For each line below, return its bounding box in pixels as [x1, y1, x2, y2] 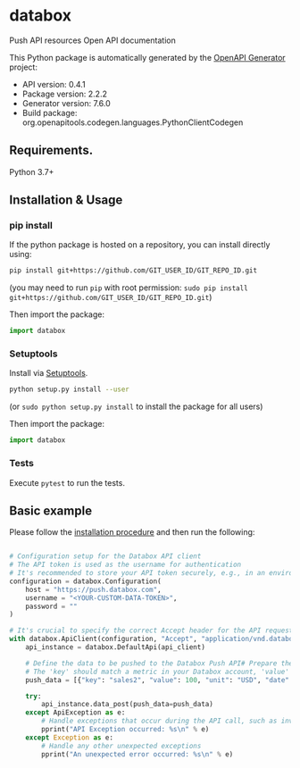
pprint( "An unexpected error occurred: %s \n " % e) [41, 749, 234, 759]
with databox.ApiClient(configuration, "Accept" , [9, 635, 198, 644]
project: [9, 62, 38, 72]
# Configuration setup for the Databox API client [9, 552, 202, 561]
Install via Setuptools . [9, 368, 88, 379]
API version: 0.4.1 [21, 79, 87, 89]
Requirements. [9, 143, 94, 158]
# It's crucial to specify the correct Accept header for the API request [9, 626, 294, 635]
